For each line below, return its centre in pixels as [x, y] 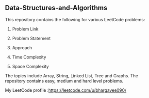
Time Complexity [29, 57]
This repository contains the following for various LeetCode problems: [75, 19]
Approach [22, 47]
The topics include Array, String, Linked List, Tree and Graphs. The [72, 76]
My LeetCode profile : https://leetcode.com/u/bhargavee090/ [66, 90]
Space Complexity [30, 66]
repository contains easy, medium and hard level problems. [64, 81]
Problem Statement [31, 38]
